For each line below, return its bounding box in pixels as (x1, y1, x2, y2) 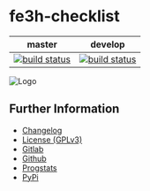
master (26, 38, 57, 50)
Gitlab (21, 143, 44, 154)
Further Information (9, 102, 120, 117)
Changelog (21, 125, 63, 135)
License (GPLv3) (21, 134, 83, 145)
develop (90, 38, 125, 50)
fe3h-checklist (9, 6, 121, 27)
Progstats (21, 162, 57, 173)
